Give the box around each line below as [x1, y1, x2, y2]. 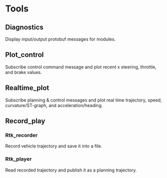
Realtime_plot [5, 83, 49, 92]
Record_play [5, 117, 46, 125]
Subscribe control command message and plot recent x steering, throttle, [5, 63, 157, 70]
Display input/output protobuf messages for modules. [5, 36, 116, 42]
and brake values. [5, 69, 42, 75]
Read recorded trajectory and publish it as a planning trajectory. [5, 167, 137, 173]
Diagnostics [5, 23, 44, 31]
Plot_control [5, 50, 44, 59]
